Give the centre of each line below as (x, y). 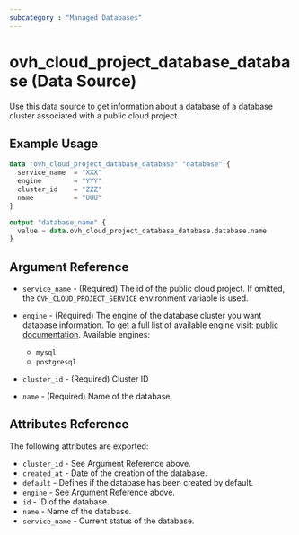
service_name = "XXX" (60, 173)
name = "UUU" (60, 197)
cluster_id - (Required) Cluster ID (85, 379)
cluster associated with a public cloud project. (94, 115)
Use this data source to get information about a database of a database (141, 106)
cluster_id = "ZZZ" (60, 189)
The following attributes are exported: (79, 446)
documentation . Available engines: (86, 335)
